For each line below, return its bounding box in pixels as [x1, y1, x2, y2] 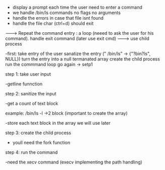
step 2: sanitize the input [5, 91, 57, 96]
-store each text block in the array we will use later [5, 120, 111, 126]
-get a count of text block [5, 100, 59, 106]
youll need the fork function [12, 140, 71, 145]
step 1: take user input [5, 71, 51, 77]
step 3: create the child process [5, 130, 72, 136]
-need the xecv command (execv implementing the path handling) [5, 159, 143, 165]
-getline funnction [5, 81, 43, 87]
